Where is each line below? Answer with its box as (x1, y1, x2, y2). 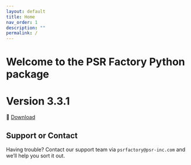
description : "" (6, 24, 46, 31)
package (6, 68, 50, 81)
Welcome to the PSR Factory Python (6, 55, 185, 69)
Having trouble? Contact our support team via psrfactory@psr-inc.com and (6, 146, 186, 153)
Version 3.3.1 (6, 94, 70, 108)
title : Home (6, 14, 35, 20)
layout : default (6, 8, 46, 15)
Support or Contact (6, 131, 78, 141)
